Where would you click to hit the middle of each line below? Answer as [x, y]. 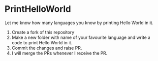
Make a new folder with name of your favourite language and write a [81, 37]
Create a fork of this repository [43, 32]
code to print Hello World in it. [42, 42]
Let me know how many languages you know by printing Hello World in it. [79, 23]
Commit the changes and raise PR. [47, 48]
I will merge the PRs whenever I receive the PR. [60, 53]
